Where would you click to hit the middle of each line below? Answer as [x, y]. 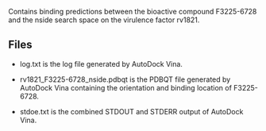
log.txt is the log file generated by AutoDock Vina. [101, 64]
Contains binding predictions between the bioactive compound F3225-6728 [133, 12]
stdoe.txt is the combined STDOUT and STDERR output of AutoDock [131, 111]
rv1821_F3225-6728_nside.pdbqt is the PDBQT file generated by [125, 79]
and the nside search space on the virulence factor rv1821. [104, 20]
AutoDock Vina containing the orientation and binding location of [126, 87]
